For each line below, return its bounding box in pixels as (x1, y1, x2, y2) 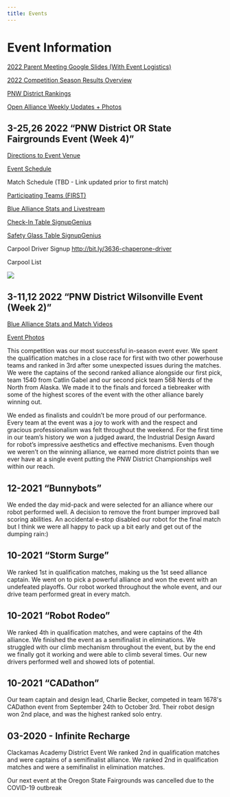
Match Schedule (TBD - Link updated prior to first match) (7, 178, 169, 187)
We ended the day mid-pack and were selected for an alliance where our (7, 500, 214, 509)
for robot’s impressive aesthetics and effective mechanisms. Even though (7, 440, 215, 449)
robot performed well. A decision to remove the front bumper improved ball (7, 508, 220, 516)
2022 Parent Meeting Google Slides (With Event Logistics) (7, 63, 172, 71)
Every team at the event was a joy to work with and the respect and (7, 418, 198, 427)
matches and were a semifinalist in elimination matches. (7, 763, 165, 772)
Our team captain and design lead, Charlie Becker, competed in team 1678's (7, 696, 222, 704)
